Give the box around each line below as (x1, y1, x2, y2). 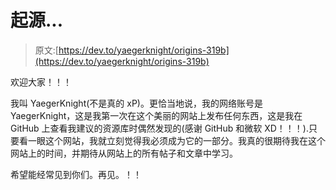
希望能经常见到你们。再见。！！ (10, 168, 142, 180)
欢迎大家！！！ (10, 76, 72, 88)
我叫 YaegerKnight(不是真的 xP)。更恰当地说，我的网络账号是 (10, 97, 263, 109)
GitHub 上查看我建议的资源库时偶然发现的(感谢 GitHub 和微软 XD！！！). (10, 122, 309, 134)
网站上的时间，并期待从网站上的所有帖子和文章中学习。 (10, 147, 238, 159)
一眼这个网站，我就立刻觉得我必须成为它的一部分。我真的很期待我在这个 (27, 134, 326, 146)
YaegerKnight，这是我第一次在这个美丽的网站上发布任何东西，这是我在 (10, 109, 303, 121)
